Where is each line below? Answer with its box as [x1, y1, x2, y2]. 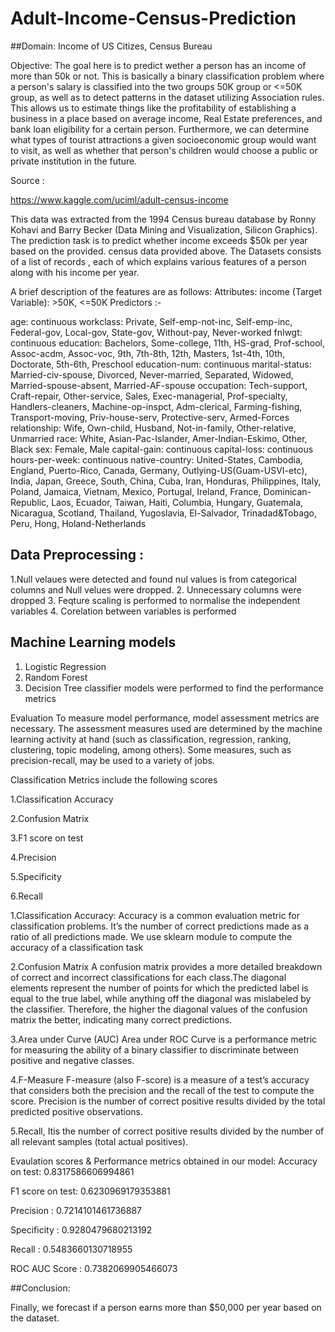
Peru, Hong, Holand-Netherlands [10, 517, 147, 529]
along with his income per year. [10, 266, 140, 278]
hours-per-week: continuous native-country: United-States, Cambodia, [10, 453, 303, 466]
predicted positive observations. [10, 1105, 143, 1117]
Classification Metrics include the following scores [10, 773, 218, 786]
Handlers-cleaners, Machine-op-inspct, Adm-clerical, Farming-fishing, [10, 400, 303, 412]
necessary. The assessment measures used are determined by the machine [10, 722, 323, 734]
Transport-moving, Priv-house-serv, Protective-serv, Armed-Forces [10, 411, 290, 423]
